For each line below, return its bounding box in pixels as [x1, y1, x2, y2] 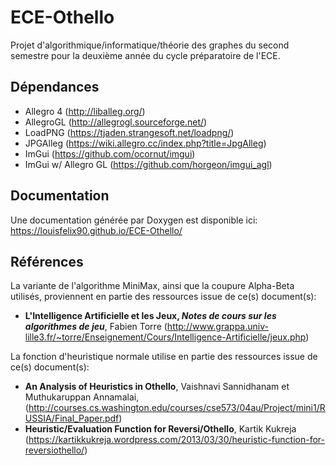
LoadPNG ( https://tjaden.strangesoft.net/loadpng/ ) [24, 126, 235, 138]
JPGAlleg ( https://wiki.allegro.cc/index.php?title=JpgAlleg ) [24, 137, 267, 149]
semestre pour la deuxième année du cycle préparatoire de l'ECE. [10, 49, 281, 61]
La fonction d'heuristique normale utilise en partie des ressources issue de [10, 351, 318, 363]
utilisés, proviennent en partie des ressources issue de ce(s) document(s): [10, 291, 317, 303]
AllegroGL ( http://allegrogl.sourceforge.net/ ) [24, 116, 208, 128]
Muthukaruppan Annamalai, [24, 391, 140, 403]
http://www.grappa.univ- [166, 321, 269, 333]
